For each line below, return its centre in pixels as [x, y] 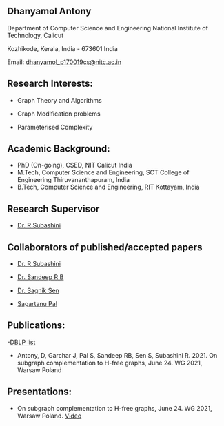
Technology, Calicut [35, 35]
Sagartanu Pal [37, 304]
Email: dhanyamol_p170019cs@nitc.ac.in [64, 62]
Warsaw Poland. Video [49, 416]
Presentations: [40, 392]
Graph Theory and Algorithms [59, 100]
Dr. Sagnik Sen [38, 291]
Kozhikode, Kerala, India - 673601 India [63, 48]
